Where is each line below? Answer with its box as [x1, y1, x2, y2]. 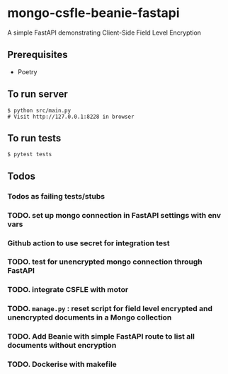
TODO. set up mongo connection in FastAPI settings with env [7, 210, 222, 220]
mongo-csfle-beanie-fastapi [7, 5, 180, 21]
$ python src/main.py [7, 107, 72, 114]
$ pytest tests [7, 151, 52, 158]
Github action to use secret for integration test [7, 238, 170, 248]
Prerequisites [7, 49, 68, 61]
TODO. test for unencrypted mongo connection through [7, 257, 203, 267]
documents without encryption [7, 341, 117, 351]
